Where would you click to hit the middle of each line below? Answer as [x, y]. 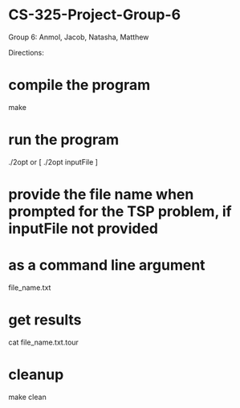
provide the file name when [101, 194]
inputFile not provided [83, 228]
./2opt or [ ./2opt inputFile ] [53, 161]
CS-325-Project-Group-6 [95, 15]
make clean [27, 397]
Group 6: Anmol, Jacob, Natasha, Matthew [79, 37]
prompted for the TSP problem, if [120, 211]
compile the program [79, 85]
